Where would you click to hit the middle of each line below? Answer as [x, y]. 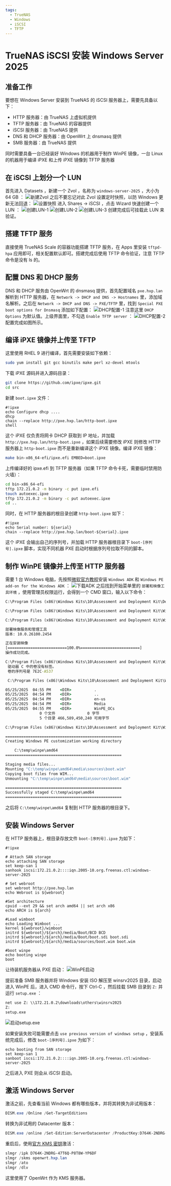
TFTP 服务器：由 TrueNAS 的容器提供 [52, 124]
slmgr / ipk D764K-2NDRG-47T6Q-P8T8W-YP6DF [51, 1153]
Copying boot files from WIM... [39, 774]
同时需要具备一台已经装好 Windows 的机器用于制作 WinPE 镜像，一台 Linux [84, 154]
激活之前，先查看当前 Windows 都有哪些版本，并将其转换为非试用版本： [81, 1104]
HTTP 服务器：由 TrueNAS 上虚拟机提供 [54, 117]
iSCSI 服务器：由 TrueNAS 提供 [45, 130]
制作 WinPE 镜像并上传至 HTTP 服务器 [65, 566]
